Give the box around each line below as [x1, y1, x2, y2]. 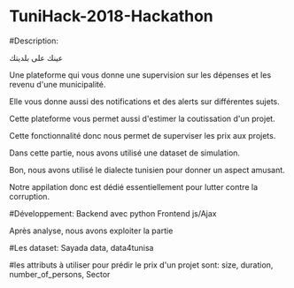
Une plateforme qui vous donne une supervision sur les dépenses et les [9, 69, 272, 80]
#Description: [9, 35, 59, 46]
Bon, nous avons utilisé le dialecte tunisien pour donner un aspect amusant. [9, 164, 285, 175]
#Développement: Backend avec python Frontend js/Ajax [9, 208, 217, 218]
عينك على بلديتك [9, 52, 64, 63]
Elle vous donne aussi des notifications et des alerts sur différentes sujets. [9, 95, 281, 107]
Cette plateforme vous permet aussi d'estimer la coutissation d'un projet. [9, 113, 276, 124]
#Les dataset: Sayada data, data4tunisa [9, 242, 154, 253]
